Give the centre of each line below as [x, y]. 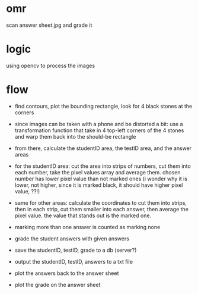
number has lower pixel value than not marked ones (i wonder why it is [101, 179]
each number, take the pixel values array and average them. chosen [98, 172]
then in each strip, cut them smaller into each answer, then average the [101, 209]
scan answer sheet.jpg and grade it [49, 25]
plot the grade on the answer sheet [58, 284]
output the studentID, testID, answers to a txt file [74, 261]
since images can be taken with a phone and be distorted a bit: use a [99, 124]
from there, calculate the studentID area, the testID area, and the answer [103, 148]
